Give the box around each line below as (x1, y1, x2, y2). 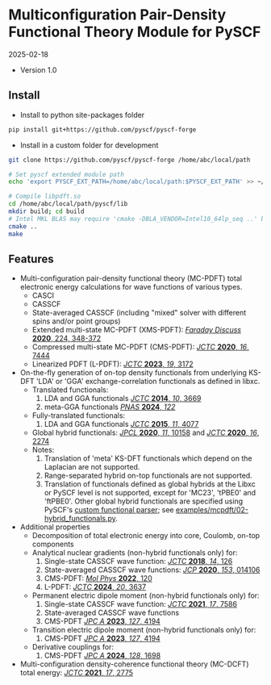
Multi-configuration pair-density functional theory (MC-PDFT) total (19, 274, 242, 283)
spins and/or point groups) (31, 316, 121, 326)
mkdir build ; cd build (8, 207, 85, 215)
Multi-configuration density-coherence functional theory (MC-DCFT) (19, 659, 249, 669)
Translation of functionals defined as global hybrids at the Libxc (44, 479, 256, 489)
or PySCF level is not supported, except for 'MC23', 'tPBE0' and (44, 488, 256, 498)
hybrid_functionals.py (44, 514, 116, 524)
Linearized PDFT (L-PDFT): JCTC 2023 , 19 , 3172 (31, 359, 194, 369)
